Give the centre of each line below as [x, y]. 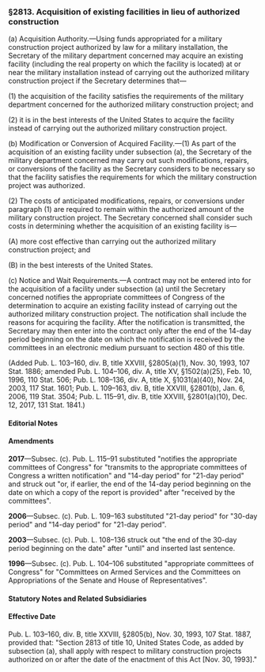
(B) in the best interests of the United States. [81, 265]
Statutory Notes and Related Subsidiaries [78, 598]
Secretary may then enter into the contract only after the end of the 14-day [130, 331]
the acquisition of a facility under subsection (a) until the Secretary [117, 289]
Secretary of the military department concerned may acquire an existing [126, 56]
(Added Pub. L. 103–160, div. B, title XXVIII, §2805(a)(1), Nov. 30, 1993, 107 [129, 363]
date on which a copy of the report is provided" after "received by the [122, 493]
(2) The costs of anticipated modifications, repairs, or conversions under [127, 201]
